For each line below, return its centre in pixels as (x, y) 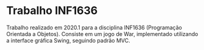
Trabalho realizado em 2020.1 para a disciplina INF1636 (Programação (94, 27)
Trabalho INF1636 (52, 11)
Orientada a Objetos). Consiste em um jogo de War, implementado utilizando (102, 34)
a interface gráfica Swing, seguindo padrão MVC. (69, 40)
